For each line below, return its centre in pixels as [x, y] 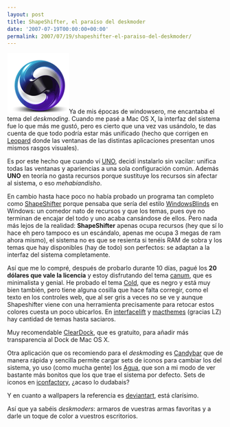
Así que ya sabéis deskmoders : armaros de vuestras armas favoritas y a [109, 409]
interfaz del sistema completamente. [59, 255]
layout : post [26, 14]
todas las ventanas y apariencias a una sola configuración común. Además [113, 169]
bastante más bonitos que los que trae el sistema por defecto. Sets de [106, 375]
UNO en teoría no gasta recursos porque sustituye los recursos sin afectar [112, 176]
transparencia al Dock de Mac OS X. [58, 340]
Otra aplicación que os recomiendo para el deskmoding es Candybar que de [115, 353]
